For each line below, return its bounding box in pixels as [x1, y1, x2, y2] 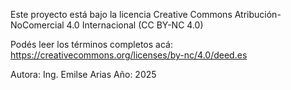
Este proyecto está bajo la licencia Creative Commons [10, 9, 233, 20]
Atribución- [234, 9, 282, 20]
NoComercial [10, 19, 65, 31]
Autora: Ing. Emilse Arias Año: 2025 [10, 69, 157, 80]
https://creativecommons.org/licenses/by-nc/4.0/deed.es [10, 49, 248, 61]
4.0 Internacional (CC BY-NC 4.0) [66, 19, 204, 31]
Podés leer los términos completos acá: [10, 39, 173, 50]
